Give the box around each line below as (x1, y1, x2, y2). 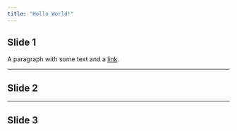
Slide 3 (7, 114, 39, 126)
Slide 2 (7, 82, 39, 94)
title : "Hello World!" (7, 10, 74, 18)
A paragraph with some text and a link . (7, 55, 120, 63)
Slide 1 (7, 37, 37, 49)
